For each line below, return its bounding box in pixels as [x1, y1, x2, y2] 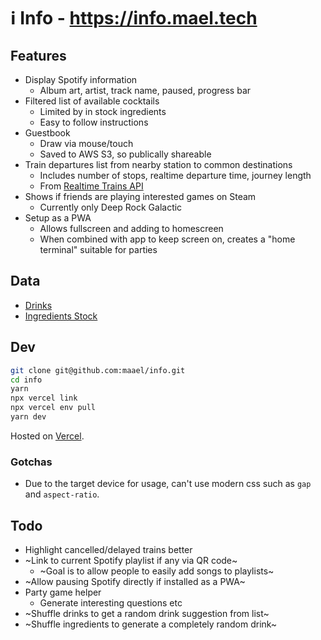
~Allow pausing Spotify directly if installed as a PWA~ [24, 575, 246, 587]
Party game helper [24, 586, 102, 598]
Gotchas [10, 455, 53, 469]
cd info [10, 375, 43, 385]
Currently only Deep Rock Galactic [39, 201, 183, 213]
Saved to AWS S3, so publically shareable [39, 148, 212, 160]
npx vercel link [10, 393, 78, 404]
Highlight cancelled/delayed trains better [24, 543, 193, 555]
